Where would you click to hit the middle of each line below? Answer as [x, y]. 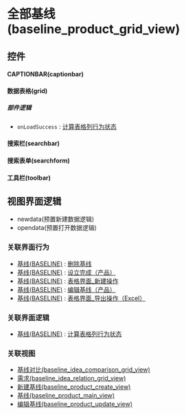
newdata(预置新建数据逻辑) [56, 219]
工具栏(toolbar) [29, 178]
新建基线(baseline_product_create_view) [74, 387]
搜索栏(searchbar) [34, 143]
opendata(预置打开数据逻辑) [57, 228]
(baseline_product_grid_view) [94, 29]
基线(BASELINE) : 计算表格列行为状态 [69, 334]
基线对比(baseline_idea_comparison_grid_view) [84, 370]
